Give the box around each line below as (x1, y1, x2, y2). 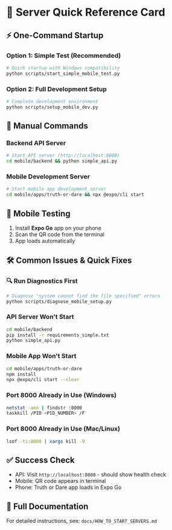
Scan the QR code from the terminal (14, 230, 104, 238)
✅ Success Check (6, 455, 75, 465)
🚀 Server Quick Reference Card (6, 5, 165, 19)
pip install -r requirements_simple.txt (6, 332, 110, 338)
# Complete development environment (6, 98, 98, 104)
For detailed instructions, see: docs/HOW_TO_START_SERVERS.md (6, 517, 158, 525)
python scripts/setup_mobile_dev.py (6, 104, 98, 110)
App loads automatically (14, 237, 75, 244)
